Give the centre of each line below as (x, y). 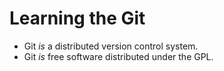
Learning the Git (77, 18)
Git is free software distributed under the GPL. (118, 56)
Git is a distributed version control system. (111, 46)
